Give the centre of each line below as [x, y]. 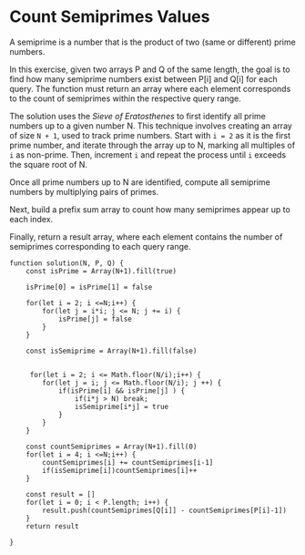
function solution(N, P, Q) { [67, 263]
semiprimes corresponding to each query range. [100, 246]
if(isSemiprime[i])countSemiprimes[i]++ [120, 470]
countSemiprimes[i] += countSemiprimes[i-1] [128, 462]
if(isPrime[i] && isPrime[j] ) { [121, 391]
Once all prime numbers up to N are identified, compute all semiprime [140, 182]
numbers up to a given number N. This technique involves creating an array [151, 126]
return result [52, 526]
